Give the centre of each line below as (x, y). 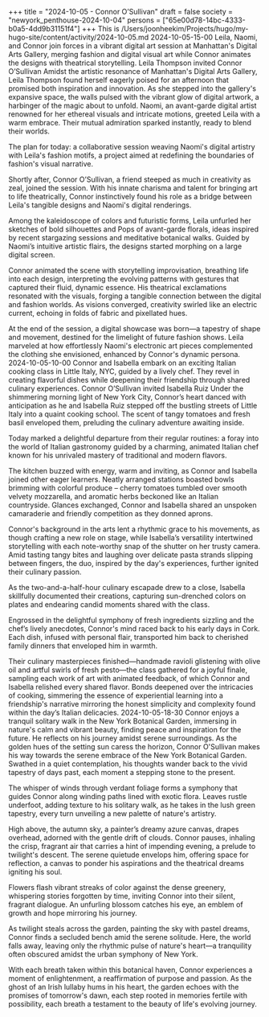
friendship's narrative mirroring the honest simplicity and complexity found (132, 704)
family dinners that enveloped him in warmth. (83, 646)
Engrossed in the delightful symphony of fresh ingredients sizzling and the (131, 620)
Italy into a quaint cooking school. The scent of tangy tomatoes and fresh (129, 414)
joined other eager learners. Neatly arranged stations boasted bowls (121, 479)
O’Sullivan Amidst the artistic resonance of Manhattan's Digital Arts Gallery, (133, 71)
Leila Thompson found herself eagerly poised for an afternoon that (118, 80)
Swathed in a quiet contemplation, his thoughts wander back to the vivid (128, 764)
